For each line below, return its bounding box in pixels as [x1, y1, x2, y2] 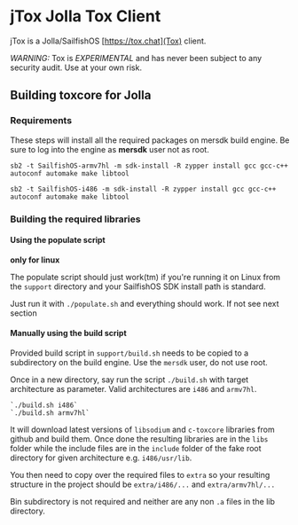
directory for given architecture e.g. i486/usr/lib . [10, 452, 192, 463]
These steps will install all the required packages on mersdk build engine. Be [10, 135, 290, 145]
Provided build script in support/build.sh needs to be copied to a [10, 348, 249, 358]
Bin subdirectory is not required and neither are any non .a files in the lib [10, 496, 276, 506]
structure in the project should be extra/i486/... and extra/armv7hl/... [10, 479, 276, 490]
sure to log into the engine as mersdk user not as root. [10, 144, 209, 154]
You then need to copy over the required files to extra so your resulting [10, 469, 271, 480]
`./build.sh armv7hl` [10, 408, 90, 418]
